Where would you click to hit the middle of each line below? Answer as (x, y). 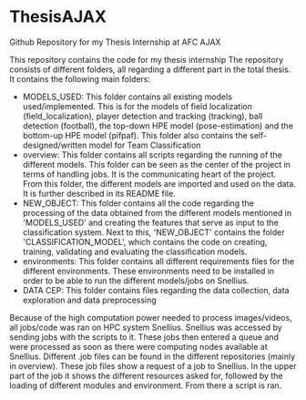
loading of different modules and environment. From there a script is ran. (146, 385)
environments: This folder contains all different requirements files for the (158, 261)
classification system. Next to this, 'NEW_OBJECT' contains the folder (153, 232)
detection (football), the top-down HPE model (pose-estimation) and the (158, 126)
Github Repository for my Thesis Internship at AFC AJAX (115, 42)
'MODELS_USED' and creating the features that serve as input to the (151, 222)
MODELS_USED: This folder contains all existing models (127, 97)
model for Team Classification (145, 145)
